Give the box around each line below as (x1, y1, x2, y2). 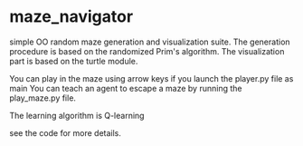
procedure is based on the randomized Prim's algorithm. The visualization (9, 45, 285, 56)
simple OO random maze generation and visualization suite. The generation (9, 36, 291, 47)
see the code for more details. (9, 127, 122, 138)
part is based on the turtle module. (9, 55, 138, 66)
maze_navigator (9, 6, 134, 27)
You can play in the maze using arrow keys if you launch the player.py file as (9, 73, 294, 83)
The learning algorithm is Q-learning (9, 110, 145, 121)
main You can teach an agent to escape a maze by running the (9, 83, 242, 93)
